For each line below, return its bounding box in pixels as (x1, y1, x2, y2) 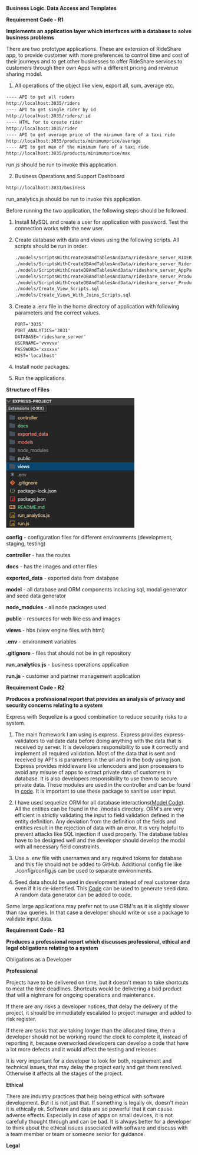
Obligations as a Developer (6, 956, 72, 963)
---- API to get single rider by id (6, 107, 96, 113)
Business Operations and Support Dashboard (14, 173, 125, 180)
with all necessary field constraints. (14, 843, 101, 850)
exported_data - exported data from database (6, 574, 119, 582)
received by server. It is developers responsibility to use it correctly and (14, 744, 189, 751)
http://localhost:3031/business (6, 185, 85, 191)
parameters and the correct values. (14, 309, 101, 316)
